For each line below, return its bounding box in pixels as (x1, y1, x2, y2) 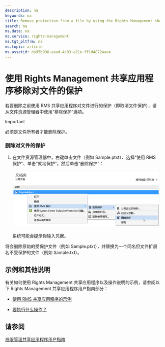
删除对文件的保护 (5, 142, 46, 149)
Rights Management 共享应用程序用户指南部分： (10, 286, 109, 292)
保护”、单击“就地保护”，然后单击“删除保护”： (12, 160, 104, 166)
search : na (5, 24, 27, 29)
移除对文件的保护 (14, 85, 83, 96)
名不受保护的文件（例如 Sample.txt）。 (5, 249, 82, 256)
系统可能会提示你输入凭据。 (12, 233, 69, 239)
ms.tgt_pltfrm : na (5, 39, 43, 44)
